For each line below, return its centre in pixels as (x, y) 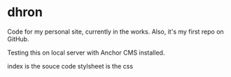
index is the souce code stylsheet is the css (70, 66)
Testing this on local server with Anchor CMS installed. (86, 52)
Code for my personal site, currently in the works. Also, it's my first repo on (115, 31)
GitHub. (18, 38)
